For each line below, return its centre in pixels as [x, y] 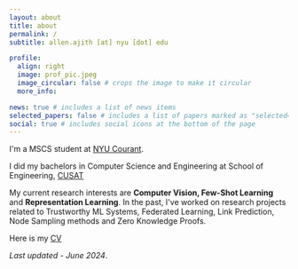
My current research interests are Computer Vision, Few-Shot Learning [141, 193]
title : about [33, 26]
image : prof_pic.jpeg [57, 75]
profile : [25, 59]
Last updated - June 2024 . [59, 256]
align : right [41, 67]
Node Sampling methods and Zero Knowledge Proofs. [108, 221]
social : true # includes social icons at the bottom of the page [132, 124]
